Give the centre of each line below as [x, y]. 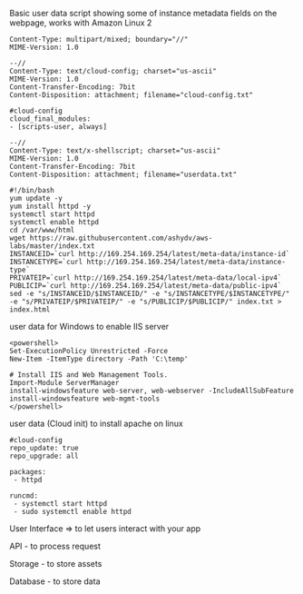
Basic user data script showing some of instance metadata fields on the [143, 13]
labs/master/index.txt [52, 246]
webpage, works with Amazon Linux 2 [81, 23]
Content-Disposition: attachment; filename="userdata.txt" [123, 174]
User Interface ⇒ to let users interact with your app [105, 529]
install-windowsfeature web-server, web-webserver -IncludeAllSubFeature [152, 391]
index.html [30, 310]
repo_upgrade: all [44, 456]
